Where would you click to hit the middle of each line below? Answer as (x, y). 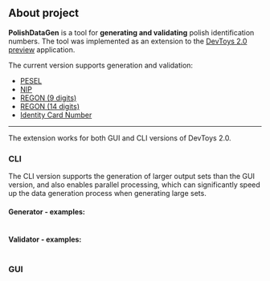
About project (43, 13)
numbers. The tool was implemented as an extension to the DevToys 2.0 (128, 41)
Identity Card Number (56, 115)
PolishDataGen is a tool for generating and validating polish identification (131, 32)
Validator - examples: (45, 239)
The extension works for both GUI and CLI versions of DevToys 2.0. (120, 138)
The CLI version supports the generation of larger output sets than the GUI (132, 177)
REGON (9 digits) (48, 98)
